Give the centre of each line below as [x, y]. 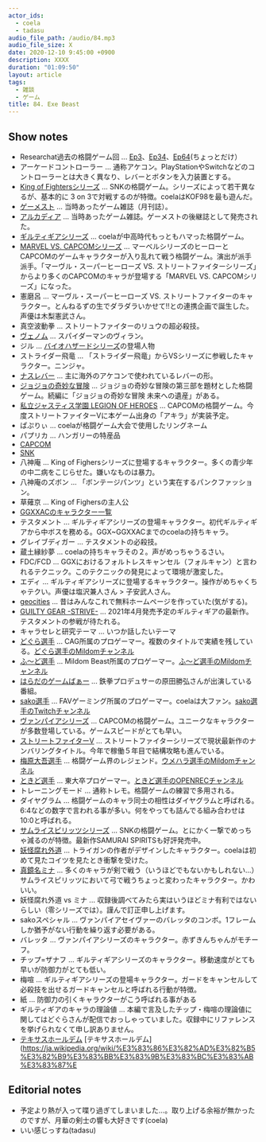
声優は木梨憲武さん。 [54, 316]
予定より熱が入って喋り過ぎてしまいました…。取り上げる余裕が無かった [137, 1110]
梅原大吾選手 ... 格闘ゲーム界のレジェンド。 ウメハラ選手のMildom [127, 760]
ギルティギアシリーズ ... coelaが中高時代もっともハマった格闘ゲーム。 [134, 236]
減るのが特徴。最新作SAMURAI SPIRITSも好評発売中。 [116, 840]
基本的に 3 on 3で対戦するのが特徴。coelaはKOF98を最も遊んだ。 [148, 197]
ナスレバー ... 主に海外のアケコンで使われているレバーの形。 [118, 376]
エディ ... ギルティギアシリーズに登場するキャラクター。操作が [121, 581]
